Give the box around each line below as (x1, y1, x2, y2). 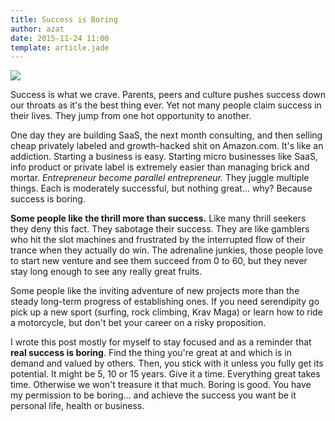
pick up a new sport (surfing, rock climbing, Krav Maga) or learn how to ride (10, 306, 323, 318)
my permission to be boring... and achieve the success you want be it (10, 389, 297, 401)
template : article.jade (10, 42, 110, 53)
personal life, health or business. (10, 400, 145, 412)
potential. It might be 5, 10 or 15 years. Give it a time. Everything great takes (10, 368, 321, 380)
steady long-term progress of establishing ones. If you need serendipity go (10, 296, 320, 308)
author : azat (10, 24, 65, 34)
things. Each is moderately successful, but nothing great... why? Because (10, 182, 313, 195)
